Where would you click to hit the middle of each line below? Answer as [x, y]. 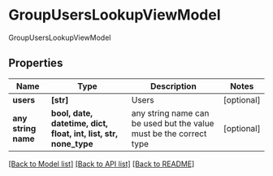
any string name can [170, 113]
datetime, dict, [80, 123]
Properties [36, 63]
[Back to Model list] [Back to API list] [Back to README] [102, 164]
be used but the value [173, 123]
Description [173, 86]
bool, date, [72, 113]
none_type [72, 143]
